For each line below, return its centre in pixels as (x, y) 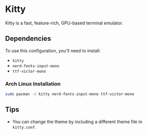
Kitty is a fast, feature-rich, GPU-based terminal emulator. (64, 23)
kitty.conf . (24, 127)
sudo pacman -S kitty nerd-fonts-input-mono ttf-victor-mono (70, 94)
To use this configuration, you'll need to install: (53, 50)
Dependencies (28, 39)
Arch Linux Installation (33, 84)
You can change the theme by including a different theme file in (77, 122)
